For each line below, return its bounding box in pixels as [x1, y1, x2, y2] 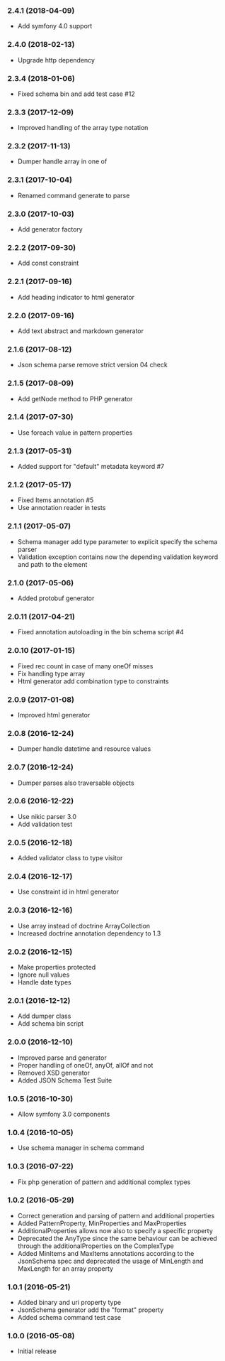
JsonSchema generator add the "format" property [17, 1306, 164, 1314]
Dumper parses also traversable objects [17, 779, 134, 787]
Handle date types [17, 978, 72, 987]
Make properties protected [17, 963, 96, 972]
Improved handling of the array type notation [17, 124, 149, 132]
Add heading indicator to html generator [17, 293, 135, 301]
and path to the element [17, 560, 88, 568]
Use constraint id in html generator [17, 887, 120, 896]
